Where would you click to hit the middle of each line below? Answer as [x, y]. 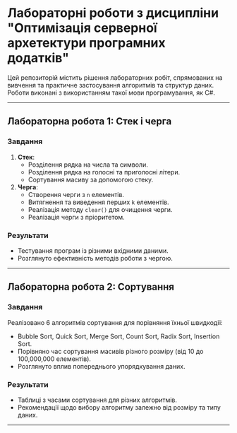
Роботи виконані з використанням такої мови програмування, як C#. [111, 93]
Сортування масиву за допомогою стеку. [91, 179]
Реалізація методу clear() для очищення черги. [100, 209]
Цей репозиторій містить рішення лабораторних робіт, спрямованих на [115, 77]
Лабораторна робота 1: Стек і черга [90, 121]
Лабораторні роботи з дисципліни [113, 13]
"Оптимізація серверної [82, 28]
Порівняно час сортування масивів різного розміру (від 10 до [110, 351]
